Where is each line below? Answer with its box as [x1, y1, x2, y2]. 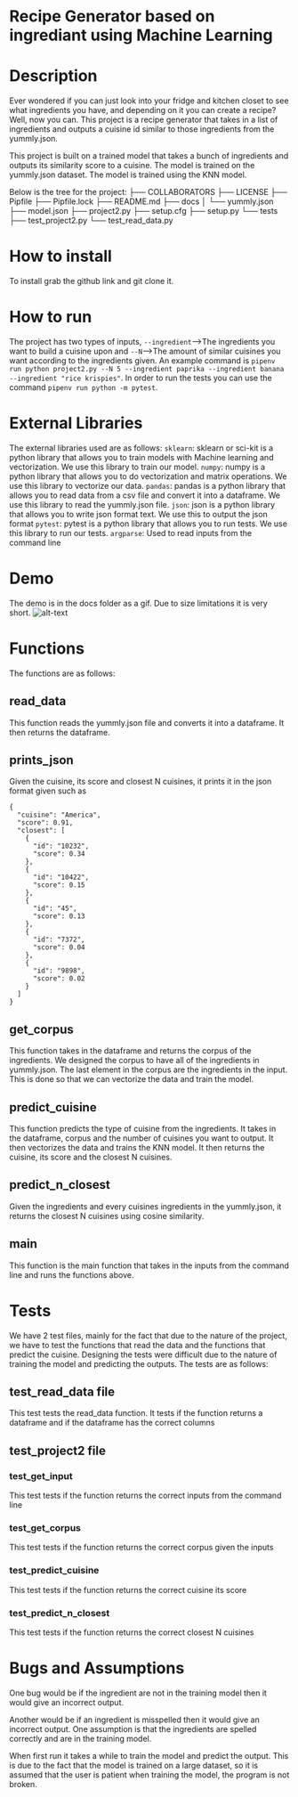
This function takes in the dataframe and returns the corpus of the [9, 1045, 252, 1056]
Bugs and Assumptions [9, 1658, 185, 1679]
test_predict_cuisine [9, 1565, 100, 1577]
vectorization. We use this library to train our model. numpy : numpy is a [9, 461, 265, 472]
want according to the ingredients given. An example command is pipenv [9, 355, 276, 366]
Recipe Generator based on [9, 6, 215, 27]
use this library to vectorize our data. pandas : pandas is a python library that [9, 480, 286, 491]
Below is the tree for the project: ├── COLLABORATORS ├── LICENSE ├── [9, 187, 287, 198]
